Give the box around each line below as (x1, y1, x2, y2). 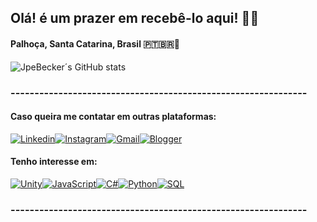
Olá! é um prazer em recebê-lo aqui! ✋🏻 (10, 10, 260, 27)
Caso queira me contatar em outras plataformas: (10, 111, 217, 123)
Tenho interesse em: (10, 156, 98, 168)
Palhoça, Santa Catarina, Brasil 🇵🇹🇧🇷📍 (10, 37, 180, 50)
